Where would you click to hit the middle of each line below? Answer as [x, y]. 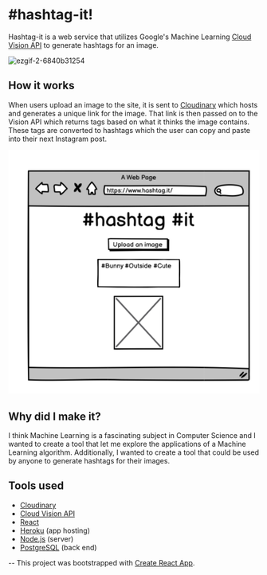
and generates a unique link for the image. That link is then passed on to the [133, 113]
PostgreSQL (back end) [58, 547]
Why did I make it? [55, 416]
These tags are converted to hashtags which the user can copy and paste [130, 130]
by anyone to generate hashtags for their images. [89, 461]
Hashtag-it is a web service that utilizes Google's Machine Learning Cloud [130, 37]
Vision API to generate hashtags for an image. [84, 45]
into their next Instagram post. [58, 139]
